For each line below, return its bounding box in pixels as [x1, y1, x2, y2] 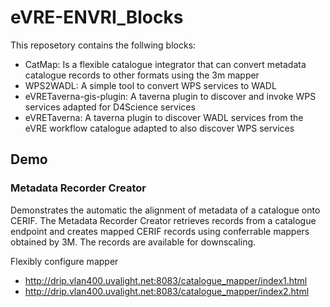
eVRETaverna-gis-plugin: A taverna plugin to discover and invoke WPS [24, 90, 317, 102]
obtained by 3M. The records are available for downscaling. [10, 236, 257, 248]
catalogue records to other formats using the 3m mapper [24, 69, 260, 81]
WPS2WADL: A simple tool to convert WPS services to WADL [24, 79, 277, 91]
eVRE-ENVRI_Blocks [10, 6, 184, 29]
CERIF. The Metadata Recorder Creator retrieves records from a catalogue [10, 214, 317, 226]
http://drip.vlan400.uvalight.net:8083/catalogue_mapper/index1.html [24, 274, 308, 286]
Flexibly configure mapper [10, 255, 119, 267]
